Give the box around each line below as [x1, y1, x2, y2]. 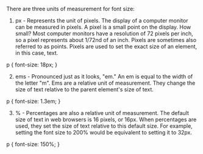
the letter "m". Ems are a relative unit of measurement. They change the [15, 79, 196, 86]
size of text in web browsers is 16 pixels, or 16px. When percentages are [15, 116, 197, 123]
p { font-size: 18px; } [6, 61, 58, 68]
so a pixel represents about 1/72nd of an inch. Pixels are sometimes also [15, 37, 197, 43]
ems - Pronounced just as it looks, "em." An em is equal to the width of [15, 73, 193, 80]
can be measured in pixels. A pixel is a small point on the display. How [15, 24, 191, 30]
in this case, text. [15, 49, 59, 57]
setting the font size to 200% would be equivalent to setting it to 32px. [15, 129, 193, 136]
